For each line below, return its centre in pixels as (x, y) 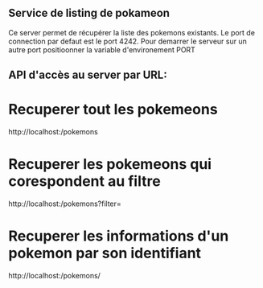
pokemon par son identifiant (105, 253)
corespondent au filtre (84, 181)
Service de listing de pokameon (89, 13)
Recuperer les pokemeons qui (110, 165)
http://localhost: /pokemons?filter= (65, 204)
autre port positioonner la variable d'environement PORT (102, 49)
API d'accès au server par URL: (88, 75)
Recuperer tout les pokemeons (113, 110)
